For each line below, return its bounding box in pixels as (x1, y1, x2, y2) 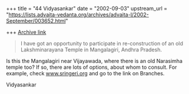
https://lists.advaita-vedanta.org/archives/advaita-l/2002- (8, 11, 149, 18)
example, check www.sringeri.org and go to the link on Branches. (6, 70, 165, 76)
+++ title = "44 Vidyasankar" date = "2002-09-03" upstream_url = (6, 5, 168, 12)
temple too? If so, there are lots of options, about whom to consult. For (6, 64, 177, 71)
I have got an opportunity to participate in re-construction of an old (20, 40, 184, 47)
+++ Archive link (6, 29, 47, 36)
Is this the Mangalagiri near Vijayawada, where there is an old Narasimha (6, 58, 183, 64)
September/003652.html (6, 18, 66, 24)
